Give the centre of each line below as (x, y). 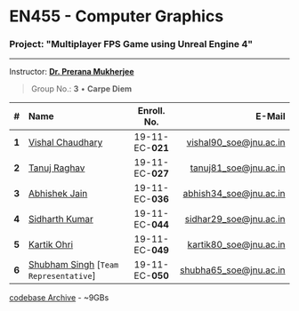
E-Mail (271, 116)
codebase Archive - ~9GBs (59, 298)
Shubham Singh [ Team (73, 265)
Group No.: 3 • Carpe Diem (81, 89)
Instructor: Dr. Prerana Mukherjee (72, 72)
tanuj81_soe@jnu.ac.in (238, 168)
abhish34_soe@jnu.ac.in (234, 194)
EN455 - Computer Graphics (117, 16)
